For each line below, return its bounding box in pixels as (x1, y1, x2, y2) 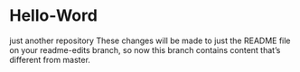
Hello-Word (9, 5, 98, 26)
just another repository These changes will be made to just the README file (9, 35, 291, 46)
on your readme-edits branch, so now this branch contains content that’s (9, 44, 281, 55)
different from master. (9, 54, 90, 65)
